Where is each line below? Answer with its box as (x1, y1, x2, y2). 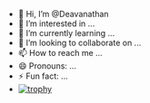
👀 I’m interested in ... (17, 18, 95, 29)
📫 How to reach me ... (17, 48, 103, 58)
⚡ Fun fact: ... (17, 70, 68, 81)
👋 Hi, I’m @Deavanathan (17, 9, 109, 19)
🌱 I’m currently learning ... (17, 28, 115, 38)
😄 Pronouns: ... (17, 61, 77, 71)
